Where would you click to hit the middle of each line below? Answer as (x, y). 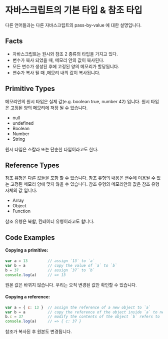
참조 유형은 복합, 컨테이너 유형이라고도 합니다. (50, 221)
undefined (23, 123)
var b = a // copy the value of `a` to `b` (61, 265)
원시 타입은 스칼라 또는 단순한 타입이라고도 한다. (52, 149)
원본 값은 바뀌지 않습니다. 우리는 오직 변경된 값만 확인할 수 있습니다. (71, 285)
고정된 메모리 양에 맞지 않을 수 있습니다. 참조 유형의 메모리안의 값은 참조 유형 (85, 184)
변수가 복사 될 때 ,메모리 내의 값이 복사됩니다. (56, 73)
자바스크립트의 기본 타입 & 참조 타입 (74, 10)
